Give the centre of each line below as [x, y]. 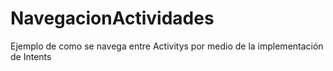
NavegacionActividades [112, 18]
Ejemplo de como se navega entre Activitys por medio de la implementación [167, 46]
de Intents [31, 56]
